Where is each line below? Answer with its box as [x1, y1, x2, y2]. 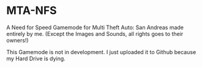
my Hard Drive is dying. [6, 55, 65, 62]
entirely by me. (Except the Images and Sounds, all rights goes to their [6, 30, 184, 37]
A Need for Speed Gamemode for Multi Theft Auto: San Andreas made [6, 24, 184, 31]
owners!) [6, 36, 29, 44]
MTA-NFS [6, 4, 57, 18]
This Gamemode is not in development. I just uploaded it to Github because [6, 48, 196, 55]
